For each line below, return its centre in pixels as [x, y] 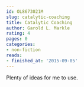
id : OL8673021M [25, 11]
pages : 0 [17, 39]
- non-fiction [24, 50]
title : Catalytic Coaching [39, 22]
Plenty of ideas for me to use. [42, 78]
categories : [21, 45]
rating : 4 [18, 34]
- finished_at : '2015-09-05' [42, 61]
